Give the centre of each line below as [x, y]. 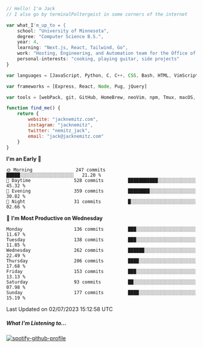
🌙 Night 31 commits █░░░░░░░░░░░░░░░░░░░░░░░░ [101, 202]
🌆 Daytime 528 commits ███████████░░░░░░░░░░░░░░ [101, 181]
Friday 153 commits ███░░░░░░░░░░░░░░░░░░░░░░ [101, 272]
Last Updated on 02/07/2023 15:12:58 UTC [60, 309]
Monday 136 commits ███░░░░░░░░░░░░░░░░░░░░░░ [101, 230]
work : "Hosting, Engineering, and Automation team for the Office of [107, 53]
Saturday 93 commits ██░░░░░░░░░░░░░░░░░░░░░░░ [101, 282]
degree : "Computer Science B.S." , [60, 36]
